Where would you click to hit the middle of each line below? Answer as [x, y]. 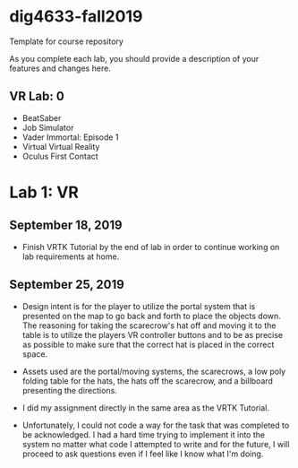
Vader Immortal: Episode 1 [70, 137]
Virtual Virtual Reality [61, 146]
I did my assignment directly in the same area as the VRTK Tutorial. [146, 407]
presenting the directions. [70, 390]
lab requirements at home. [71, 256]
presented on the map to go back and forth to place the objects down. [152, 316]
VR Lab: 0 [37, 96]
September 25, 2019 [67, 285]
